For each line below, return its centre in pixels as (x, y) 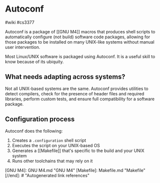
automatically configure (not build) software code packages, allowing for (78, 37)
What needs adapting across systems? (65, 77)
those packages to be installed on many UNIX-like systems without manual (80, 42)
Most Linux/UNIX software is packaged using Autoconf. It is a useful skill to (80, 56)
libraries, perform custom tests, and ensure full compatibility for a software (80, 99)
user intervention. (23, 47)
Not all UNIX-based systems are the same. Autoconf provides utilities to (77, 89)
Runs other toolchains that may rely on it (52, 161)
